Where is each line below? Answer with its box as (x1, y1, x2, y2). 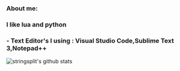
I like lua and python (6, 20, 67, 28)
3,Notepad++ (6, 44, 47, 52)
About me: (6, 4, 38, 13)
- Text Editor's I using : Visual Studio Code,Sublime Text (6, 36, 175, 45)
